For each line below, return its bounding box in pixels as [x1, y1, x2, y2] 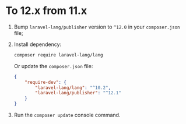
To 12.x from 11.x [5, 4, 87, 17]
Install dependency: [13, 41, 62, 48]
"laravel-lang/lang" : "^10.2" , [35, 84, 111, 91]
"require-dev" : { [24, 79, 67, 85]
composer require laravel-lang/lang [13, 52, 103, 58]
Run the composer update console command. [13, 112, 121, 119]
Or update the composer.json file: [13, 62, 93, 69]
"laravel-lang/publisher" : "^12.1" [35, 90, 122, 96]
